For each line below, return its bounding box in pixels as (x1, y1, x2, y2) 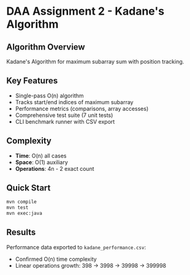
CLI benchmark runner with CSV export (15, 118, 115, 125)
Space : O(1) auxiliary (15, 158, 69, 166)
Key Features (6, 75, 58, 86)
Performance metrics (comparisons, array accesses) (15, 105, 149, 112)
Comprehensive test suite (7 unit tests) (15, 111, 113, 119)
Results (6, 227, 36, 238)
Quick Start (6, 183, 51, 194)
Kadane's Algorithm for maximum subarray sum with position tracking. (6, 58, 184, 65)
